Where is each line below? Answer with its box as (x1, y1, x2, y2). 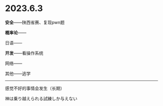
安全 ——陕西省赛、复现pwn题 (5, 19, 65, 25)
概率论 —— (5, 29, 27, 35)
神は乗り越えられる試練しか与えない (5, 95, 78, 101)
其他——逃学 (5, 70, 31, 76)
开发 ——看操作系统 (5, 50, 44, 56)
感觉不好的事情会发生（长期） (5, 85, 65, 91)
